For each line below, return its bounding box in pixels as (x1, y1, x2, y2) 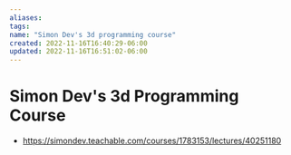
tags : (9, 22, 30, 31)
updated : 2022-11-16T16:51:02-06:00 (9, 47, 148, 56)
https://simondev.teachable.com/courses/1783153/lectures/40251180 (22, 135, 282, 146)
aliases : (9, 13, 43, 23)
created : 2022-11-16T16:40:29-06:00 (9, 38, 148, 48)
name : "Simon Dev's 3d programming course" (9, 30, 177, 39)
